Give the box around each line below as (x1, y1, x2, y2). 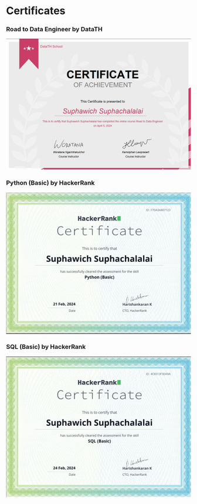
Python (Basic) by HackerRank (6, 179, 95, 187)
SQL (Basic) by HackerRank (6, 343, 86, 351)
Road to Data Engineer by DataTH (6, 25, 103, 34)
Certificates (6, 4, 66, 18)
